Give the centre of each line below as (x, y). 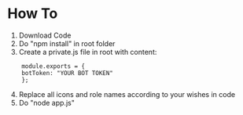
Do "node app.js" (47, 102)
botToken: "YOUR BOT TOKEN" (67, 73)
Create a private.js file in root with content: (88, 52)
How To (33, 14)
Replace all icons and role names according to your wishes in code (127, 94)
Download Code (45, 35)
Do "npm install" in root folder (67, 43)
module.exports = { (53, 66)
